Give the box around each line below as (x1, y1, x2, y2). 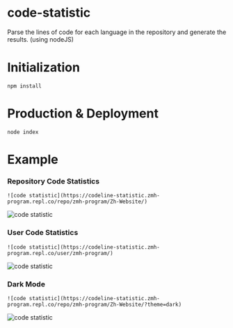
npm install (7, 82, 42, 90)
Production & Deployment (7, 106, 159, 122)
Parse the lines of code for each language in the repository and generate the (7, 28, 227, 36)
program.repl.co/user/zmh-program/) (7, 249, 113, 256)
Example (7, 151, 58, 167)
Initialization (7, 60, 80, 76)
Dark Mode (7, 279, 45, 289)
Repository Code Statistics (7, 176, 99, 186)
